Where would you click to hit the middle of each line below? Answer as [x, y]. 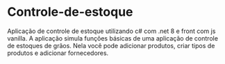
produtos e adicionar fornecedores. [58, 53]
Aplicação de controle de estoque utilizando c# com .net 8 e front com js [111, 31]
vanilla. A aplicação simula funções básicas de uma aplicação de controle [113, 38]
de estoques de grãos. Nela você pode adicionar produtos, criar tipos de [111, 45]
